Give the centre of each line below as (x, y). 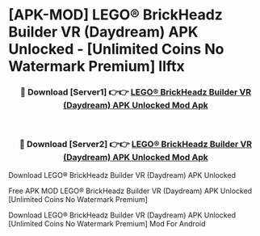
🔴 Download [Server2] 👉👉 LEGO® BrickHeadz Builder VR (136, 145)
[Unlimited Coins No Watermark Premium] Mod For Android (107, 223)
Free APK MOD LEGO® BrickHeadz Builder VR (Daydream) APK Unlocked (130, 191)
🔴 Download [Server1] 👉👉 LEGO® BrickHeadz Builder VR (136, 92)
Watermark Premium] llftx (97, 67)
